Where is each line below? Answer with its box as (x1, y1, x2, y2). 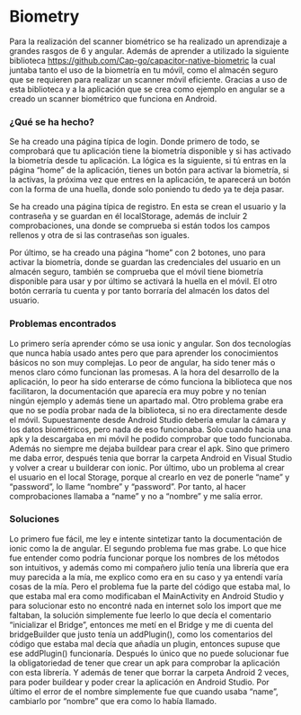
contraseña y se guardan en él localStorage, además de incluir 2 (9, 211, 248, 222)
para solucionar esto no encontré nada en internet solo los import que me (9, 600, 282, 611)
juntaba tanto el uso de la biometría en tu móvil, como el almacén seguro (9, 65, 279, 75)
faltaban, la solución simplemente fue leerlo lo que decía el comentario (9, 609, 272, 621)
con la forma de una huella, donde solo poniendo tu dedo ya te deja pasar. (9, 184, 285, 195)
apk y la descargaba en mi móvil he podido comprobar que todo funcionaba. (9, 433, 293, 444)
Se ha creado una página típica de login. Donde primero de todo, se (9, 137, 261, 147)
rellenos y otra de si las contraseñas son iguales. (9, 230, 190, 241)
